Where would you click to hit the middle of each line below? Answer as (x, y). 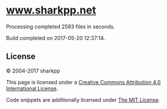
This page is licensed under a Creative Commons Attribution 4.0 (83, 82)
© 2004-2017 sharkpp (33, 71)
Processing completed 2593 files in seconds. (61, 27)
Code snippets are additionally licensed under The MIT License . (83, 100)
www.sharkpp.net (51, 10)
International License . (32, 88)
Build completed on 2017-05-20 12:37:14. (56, 38)
